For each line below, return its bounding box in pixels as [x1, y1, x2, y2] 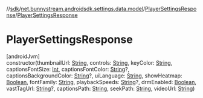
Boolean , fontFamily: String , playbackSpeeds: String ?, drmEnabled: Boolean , [6, 78, 197, 85]
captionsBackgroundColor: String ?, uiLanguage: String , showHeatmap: [6, 72, 182, 79]
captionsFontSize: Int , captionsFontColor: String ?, [6, 65, 130, 73]
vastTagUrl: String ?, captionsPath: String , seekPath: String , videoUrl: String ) [6, 85, 195, 92]
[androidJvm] [6, 53, 40, 60]
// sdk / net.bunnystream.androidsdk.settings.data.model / [6, 5, 146, 12]
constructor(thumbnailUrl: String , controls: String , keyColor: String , [6, 59, 173, 66]
